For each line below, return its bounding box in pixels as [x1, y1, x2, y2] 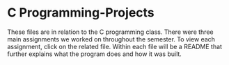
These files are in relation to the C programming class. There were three [7, 28, 214, 36]
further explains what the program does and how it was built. [7, 50, 182, 58]
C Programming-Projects [7, 5, 155, 21]
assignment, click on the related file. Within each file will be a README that [7, 42, 223, 50]
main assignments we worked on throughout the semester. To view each [7, 35, 216, 43]
